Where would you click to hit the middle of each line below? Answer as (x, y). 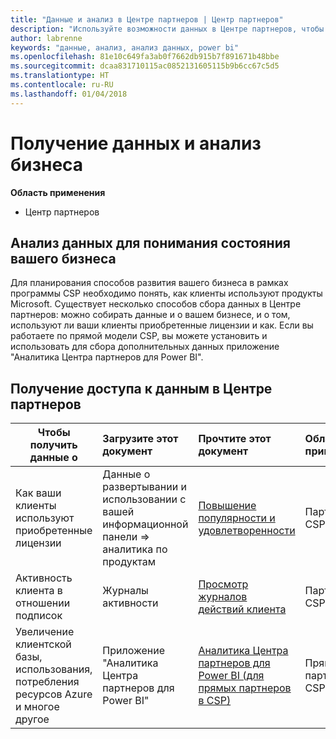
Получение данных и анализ (136, 143)
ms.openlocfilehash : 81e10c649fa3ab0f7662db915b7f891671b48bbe (145, 57)
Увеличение (45, 632)
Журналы (125, 591)
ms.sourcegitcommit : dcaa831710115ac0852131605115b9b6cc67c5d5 (145, 66)
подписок (39, 616)
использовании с (144, 499)
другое (32, 719)
